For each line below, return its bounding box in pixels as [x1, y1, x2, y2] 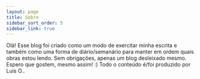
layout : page [6, 8, 39, 15]
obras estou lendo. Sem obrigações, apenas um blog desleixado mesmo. [6, 54, 187, 62]
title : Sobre [6, 14, 39, 20]
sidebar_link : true [6, 25, 55, 32]
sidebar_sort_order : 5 [6, 20, 63, 26]
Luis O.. [6, 67, 25, 75]
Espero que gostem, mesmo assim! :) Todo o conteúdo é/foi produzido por [6, 61, 191, 68]
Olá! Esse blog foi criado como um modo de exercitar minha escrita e [6, 42, 177, 49]
